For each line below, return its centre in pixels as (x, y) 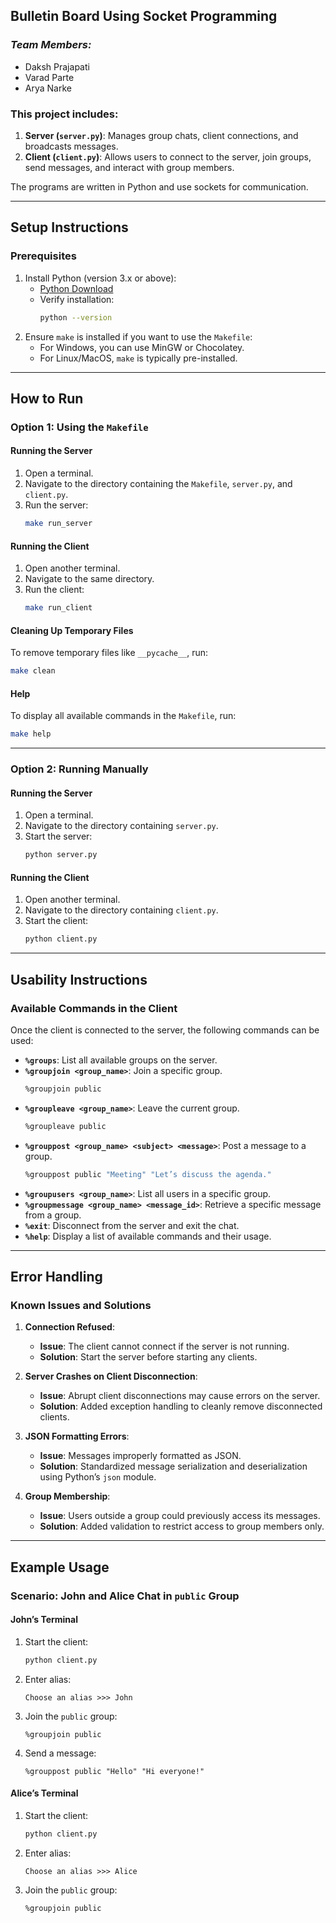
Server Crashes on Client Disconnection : (111, 1376)
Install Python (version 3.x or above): (100, 278)
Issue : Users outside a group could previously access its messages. (180, 1516)
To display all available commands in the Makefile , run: (123, 716)
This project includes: (64, 114)
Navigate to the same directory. (89, 579)
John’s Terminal (44, 1620)
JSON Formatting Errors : (77, 1436)
